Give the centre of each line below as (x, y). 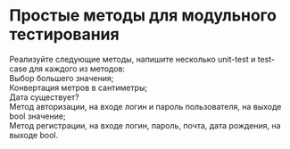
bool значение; (37, 116)
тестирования (64, 34)
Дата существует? (45, 97)
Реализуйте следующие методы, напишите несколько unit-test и (133, 59)
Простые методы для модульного (143, 16)
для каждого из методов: (77, 69)
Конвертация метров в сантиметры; (79, 87)
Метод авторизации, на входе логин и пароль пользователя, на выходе (145, 106)
